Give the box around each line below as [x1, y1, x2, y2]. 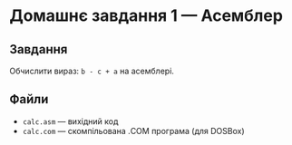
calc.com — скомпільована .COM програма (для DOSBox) [22, 125, 245, 136]
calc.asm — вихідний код [22, 115, 119, 127]
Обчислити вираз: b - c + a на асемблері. [9, 65, 175, 76]
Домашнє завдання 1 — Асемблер [9, 5, 284, 26]
